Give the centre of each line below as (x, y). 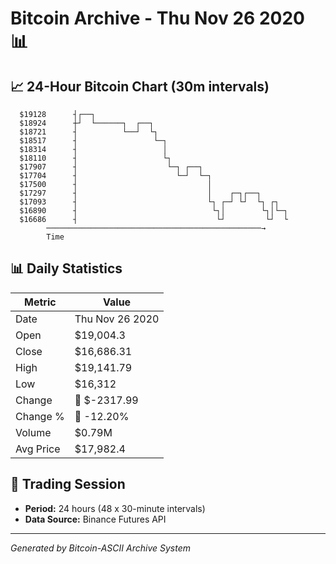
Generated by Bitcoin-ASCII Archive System (100, 548)
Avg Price (38, 449)
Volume (33, 432)
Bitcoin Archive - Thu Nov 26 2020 (157, 18)
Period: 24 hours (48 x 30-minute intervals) (115, 508)
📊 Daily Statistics (66, 268)
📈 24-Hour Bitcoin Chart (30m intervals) (140, 86)
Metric (40, 302)
